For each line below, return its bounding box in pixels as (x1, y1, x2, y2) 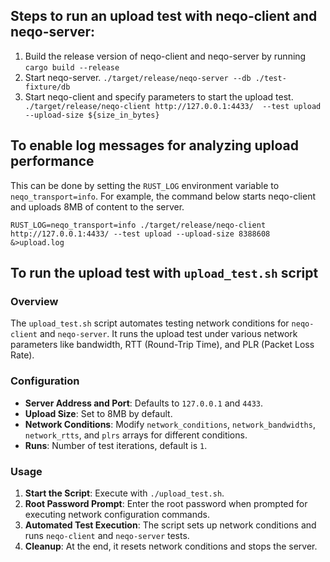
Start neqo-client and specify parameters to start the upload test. (24, 90, 294, 103)
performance (10, 153, 95, 170)
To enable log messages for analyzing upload (10, 137, 299, 154)
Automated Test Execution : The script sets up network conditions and (24, 519, 317, 531)
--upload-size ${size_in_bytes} (24, 110, 160, 120)
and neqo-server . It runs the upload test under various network (39, 328, 298, 340)
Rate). (10, 349, 35, 361)
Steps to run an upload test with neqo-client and (10, 8, 318, 25)
